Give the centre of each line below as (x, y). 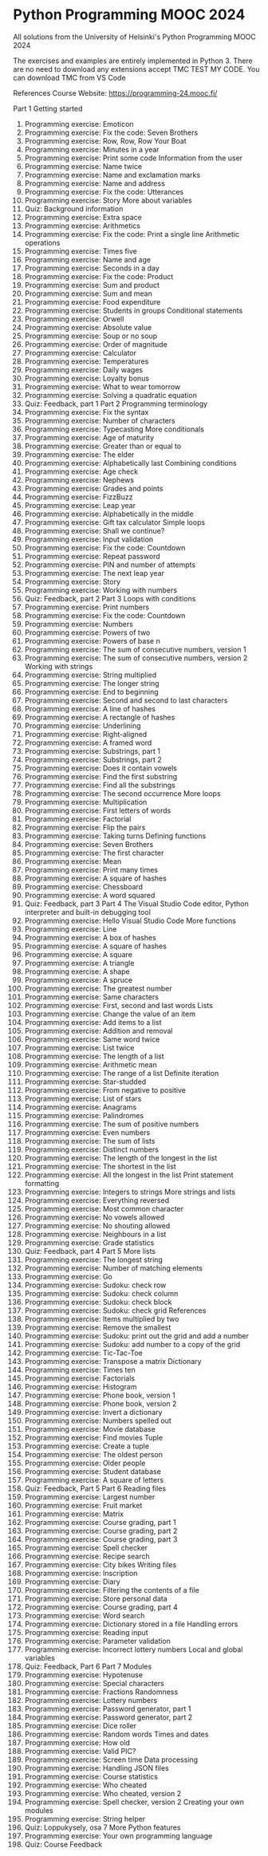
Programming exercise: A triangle (79, 963)
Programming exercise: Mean (73, 861)
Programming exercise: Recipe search (87, 1556)
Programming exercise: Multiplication (86, 802)
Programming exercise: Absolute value (88, 327)
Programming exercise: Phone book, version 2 (100, 1403)
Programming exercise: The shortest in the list (100, 1166)
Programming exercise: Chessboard (83, 886)
